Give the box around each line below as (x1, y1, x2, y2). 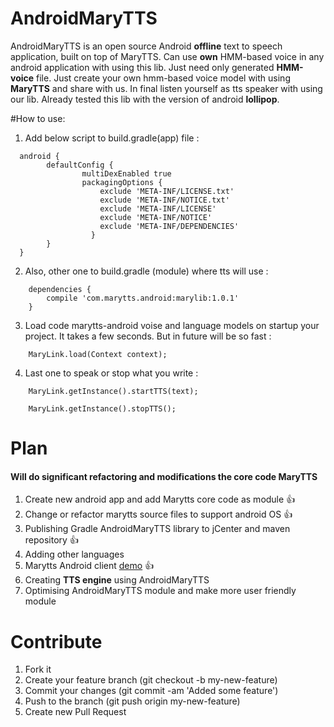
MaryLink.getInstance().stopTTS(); (28, 403, 177, 414)
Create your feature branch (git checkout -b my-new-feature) (24, 674, 278, 686)
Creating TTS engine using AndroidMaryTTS (24, 574, 210, 586)
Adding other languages (24, 548, 125, 561)
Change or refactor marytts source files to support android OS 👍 (24, 508, 293, 521)
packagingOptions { (81, 177, 163, 187)
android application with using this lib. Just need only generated (10, 61, 275, 73)
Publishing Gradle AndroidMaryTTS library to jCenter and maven (24, 523, 291, 535)
